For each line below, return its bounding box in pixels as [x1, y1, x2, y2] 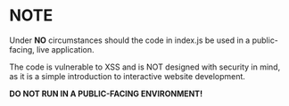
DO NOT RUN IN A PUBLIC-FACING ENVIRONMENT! [9, 88, 203, 99]
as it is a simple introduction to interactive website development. [9, 70, 245, 81]
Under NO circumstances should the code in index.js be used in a [9, 35, 251, 45]
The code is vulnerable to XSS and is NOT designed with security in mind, [9, 61, 281, 72]
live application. [37, 44, 95, 54]
